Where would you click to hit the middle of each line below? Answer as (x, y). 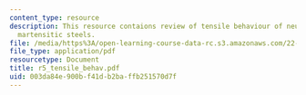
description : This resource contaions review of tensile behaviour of (146, 26)
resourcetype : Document (55, 60)
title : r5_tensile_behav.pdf (65, 69)
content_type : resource (55, 18)
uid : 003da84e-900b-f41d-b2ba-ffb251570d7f (93, 77)
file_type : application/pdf (63, 52)
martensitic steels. (56, 34)
